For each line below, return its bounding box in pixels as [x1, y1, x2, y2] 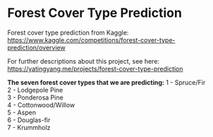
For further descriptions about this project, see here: [7, 56, 160, 65]
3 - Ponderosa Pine [7, 93, 63, 102]
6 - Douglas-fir [7, 115, 51, 124]
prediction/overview [7, 43, 66, 52]
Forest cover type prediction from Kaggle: [7, 28, 129, 37]
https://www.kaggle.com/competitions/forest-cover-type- [7, 35, 176, 44]
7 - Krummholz [7, 123, 51, 131]
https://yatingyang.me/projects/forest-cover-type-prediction [7, 64, 183, 73]
